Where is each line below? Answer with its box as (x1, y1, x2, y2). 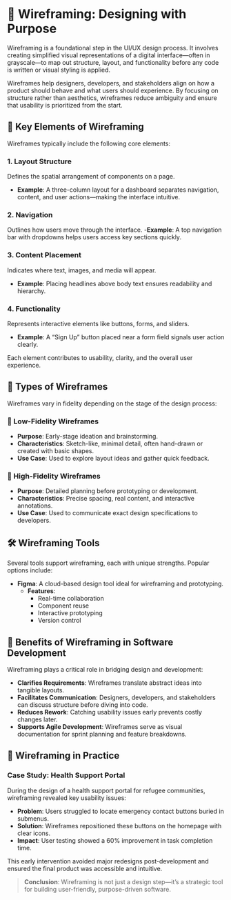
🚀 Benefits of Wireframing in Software (7, 636, 174, 648)
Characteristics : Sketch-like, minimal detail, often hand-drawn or (17, 439, 203, 448)
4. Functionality (7, 303, 61, 313)
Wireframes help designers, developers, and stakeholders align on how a (7, 79, 215, 87)
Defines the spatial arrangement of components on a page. (7, 172, 175, 181)
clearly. (17, 340, 39, 348)
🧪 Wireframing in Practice (7, 750, 120, 761)
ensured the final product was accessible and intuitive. (7, 864, 163, 872)
